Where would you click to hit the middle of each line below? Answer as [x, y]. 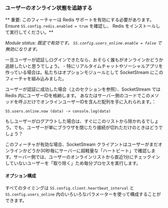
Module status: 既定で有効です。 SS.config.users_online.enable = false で [83, 43]
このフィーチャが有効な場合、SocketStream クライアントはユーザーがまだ [82, 144]
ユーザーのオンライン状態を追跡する [49, 8]
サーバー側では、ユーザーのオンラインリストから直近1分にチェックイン [87, 157]
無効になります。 [23, 49]
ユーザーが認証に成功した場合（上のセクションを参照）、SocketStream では [83, 89]
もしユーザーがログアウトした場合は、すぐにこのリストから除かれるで [78, 121]
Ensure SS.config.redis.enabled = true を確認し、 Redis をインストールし [83, 26]
